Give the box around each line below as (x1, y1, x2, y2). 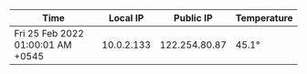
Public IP (173, 12, 213, 24)
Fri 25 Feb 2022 (14, 27, 85, 39)
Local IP (108, 12, 144, 24)
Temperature (235, 12, 293, 24)
